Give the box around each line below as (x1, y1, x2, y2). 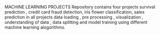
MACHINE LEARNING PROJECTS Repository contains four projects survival (4, 4, 156, 10)
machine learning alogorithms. (4, 24, 66, 30)
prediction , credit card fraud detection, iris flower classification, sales (4, 9, 145, 15)
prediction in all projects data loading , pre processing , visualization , (4, 14, 143, 20)
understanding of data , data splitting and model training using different (4, 19, 148, 25)
